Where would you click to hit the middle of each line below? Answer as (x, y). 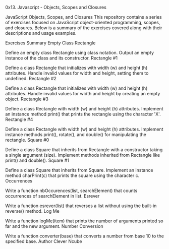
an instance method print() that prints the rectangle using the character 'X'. (83, 114)
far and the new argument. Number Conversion (54, 226)
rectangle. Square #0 (27, 140)
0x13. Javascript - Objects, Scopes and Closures (56, 7)
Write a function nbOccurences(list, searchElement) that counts (71, 191)
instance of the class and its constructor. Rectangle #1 (61, 58)
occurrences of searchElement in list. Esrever (52, 196)
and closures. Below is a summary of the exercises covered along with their (84, 28)
